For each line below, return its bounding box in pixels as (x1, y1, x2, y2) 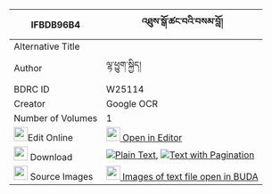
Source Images (29, 171, 94, 182)
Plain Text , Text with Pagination (114, 149, 255, 161)
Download (29, 151, 73, 163)
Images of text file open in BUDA (122, 171, 259, 182)
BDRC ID (13, 84, 51, 95)
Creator (13, 98, 46, 109)
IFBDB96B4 (30, 18, 80, 30)
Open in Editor (122, 132, 183, 143)
